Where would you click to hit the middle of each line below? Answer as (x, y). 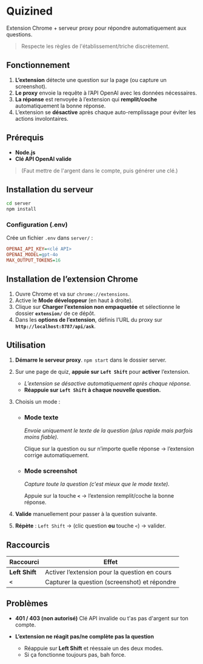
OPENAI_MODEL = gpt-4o (32, 255)
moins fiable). (41, 437)
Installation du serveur (50, 189)
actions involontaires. (42, 118)
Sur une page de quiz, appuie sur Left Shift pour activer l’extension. (102, 371)
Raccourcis (28, 545)
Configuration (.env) (37, 225)
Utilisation (26, 345)
